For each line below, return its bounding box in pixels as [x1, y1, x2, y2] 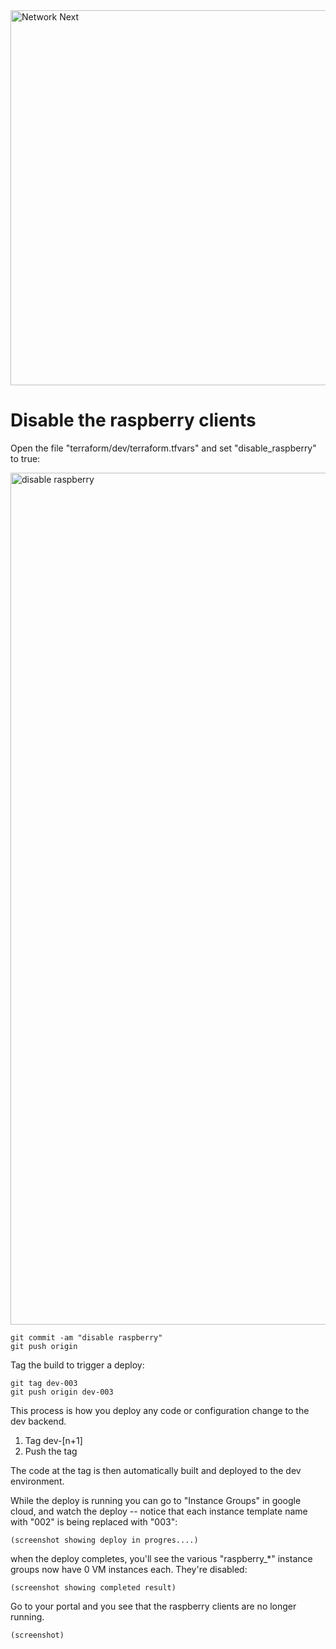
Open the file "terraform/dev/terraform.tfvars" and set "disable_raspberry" [10, 442, 317, 454]
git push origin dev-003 [10, 1387, 114, 1397]
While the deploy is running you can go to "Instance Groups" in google [10, 1494, 302, 1506]
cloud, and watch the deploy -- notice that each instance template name [10, 1505, 308, 1517]
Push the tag [24, 1445, 78, 1457]
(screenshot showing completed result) [10, 1582, 177, 1593]
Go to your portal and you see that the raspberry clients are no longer [10, 1600, 297, 1612]
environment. [10, 1475, 65, 1487]
